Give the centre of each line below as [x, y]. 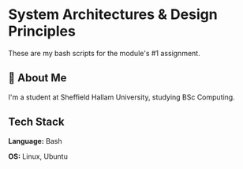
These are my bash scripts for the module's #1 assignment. [104, 53]
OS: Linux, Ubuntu [38, 156]
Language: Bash [35, 141]
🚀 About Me [37, 78]
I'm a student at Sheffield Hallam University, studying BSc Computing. [121, 97]
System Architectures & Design [113, 15]
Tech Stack [36, 122]
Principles [42, 31]
